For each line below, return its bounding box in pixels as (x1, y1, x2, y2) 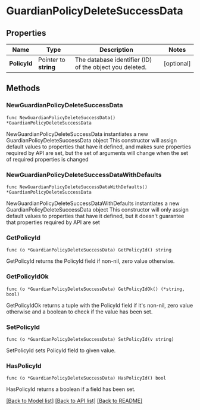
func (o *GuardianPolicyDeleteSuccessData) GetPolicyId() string (6, 247, 171, 253)
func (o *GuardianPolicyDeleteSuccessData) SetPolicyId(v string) (6, 336, 174, 342)
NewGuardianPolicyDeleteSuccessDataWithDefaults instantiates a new (6, 200, 180, 207)
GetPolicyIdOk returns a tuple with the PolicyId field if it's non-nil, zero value (6, 302, 193, 309)
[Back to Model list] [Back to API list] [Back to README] (6, 397, 143, 405)
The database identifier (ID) (74, 55, 152, 64)
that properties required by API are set (6, 219, 100, 226)
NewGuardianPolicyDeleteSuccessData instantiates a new (6, 130, 149, 138)
